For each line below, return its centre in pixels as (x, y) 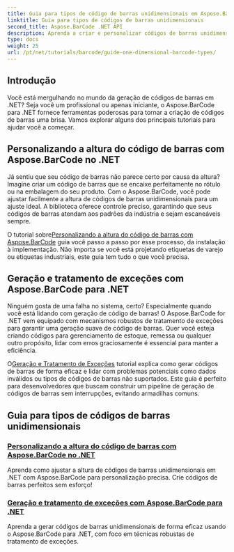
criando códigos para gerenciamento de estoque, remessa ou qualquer (109, 336)
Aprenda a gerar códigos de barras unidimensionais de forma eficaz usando (117, 527)
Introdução (32, 81)
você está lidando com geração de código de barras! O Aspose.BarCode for (116, 313)
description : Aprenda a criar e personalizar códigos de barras (102, 33)
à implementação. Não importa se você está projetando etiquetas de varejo (115, 249)
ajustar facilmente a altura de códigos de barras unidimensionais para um (112, 198)
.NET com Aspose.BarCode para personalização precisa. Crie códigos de (112, 477)
